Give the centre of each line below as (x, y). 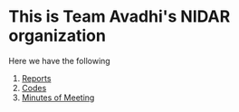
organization (57, 36)
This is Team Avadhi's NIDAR (119, 17)
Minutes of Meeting (58, 98)
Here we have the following (59, 61)
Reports (36, 78)
